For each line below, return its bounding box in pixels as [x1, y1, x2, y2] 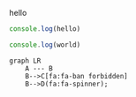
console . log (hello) [9, 25, 81, 34]
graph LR [9, 56, 42, 65]
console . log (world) [9, 40, 81, 49]
